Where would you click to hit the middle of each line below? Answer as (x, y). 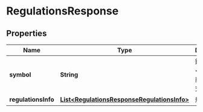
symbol (20, 75)
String (69, 75)
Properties (27, 33)
